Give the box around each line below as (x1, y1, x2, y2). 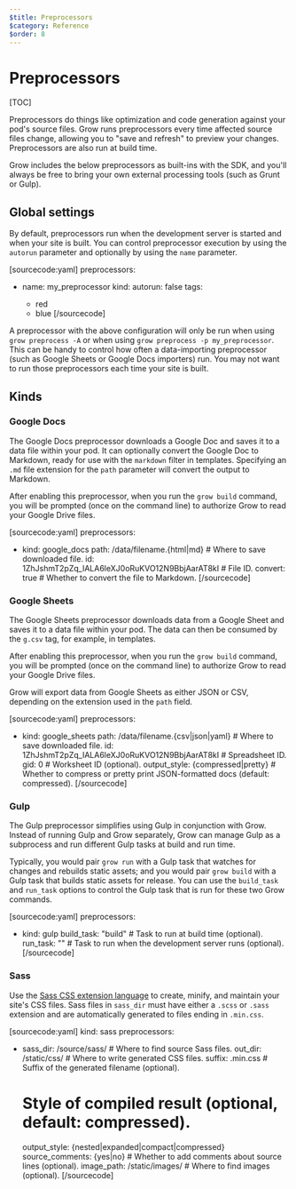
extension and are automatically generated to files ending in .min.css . (9, 1009, 264, 1019)
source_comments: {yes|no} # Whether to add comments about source (21, 1151, 282, 1161)
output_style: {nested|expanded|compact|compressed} (21, 1141, 225, 1152)
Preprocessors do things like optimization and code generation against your (9, 115, 286, 125)
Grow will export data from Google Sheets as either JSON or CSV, (9, 687, 249, 698)
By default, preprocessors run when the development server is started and (9, 228, 282, 239)
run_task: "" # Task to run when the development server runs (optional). (21, 938, 284, 949)
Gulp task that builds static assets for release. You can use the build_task (9, 875, 279, 886)
